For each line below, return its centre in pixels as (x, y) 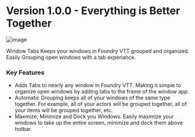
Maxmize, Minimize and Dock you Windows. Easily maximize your (94, 116)
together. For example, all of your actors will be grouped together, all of (100, 104)
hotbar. (23, 129)
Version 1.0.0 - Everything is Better (93, 11)
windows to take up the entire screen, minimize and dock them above (99, 123)
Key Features (26, 72)
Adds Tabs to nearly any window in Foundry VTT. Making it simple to (98, 85)
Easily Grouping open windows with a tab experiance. (71, 57)
